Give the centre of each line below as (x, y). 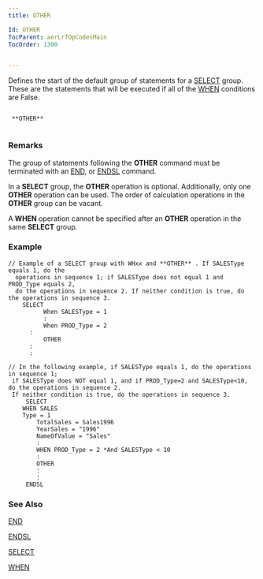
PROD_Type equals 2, (42, 284)
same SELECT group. (43, 226)
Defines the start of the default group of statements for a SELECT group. (126, 80)
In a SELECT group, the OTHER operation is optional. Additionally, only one (130, 186)
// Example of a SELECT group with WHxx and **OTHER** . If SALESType (126, 263)
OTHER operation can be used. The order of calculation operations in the (127, 195)
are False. (24, 97)
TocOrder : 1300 (33, 44)
